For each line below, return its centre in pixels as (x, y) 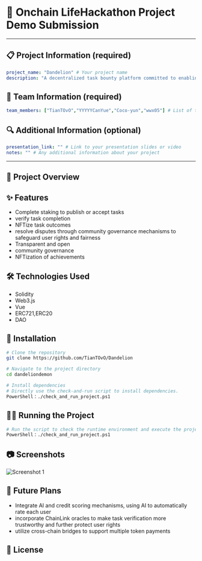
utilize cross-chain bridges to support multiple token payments (93, 531)
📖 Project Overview (43, 177)
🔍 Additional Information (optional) (74, 130)
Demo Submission (53, 25)
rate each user (33, 512)
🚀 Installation (31, 339)
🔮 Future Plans (34, 491)
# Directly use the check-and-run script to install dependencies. (93, 391)
